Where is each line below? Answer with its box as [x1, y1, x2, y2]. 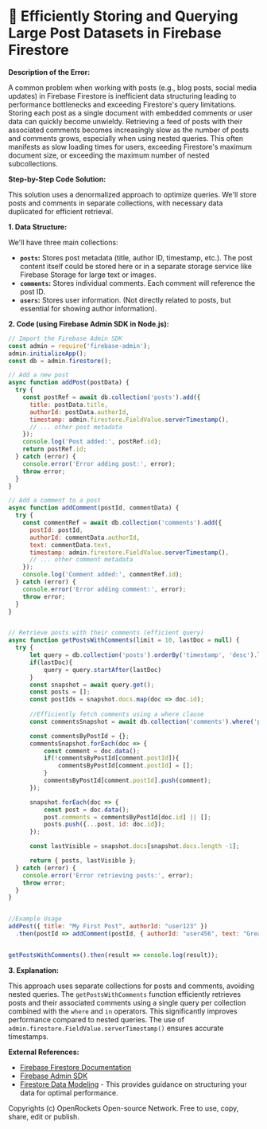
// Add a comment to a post [8, 497, 102, 505]
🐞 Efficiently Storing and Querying [8, 7, 238, 25]
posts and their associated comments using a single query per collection [8, 998, 246, 1007]
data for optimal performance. [19, 1088, 118, 1097]
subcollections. [8, 158, 58, 168]
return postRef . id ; [22, 445, 87, 453]
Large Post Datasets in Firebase [8, 24, 222, 42]
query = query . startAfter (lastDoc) [43, 666, 161, 674]
